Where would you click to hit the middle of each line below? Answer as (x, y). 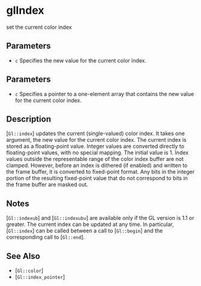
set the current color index (39, 27)
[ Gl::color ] (29, 270)
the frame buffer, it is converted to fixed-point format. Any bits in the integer (100, 172)
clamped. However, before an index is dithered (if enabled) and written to (97, 165)
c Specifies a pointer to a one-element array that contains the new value (104, 94)
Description (29, 119)
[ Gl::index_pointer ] (40, 277)
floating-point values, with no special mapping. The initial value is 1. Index (97, 153)
